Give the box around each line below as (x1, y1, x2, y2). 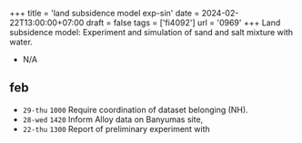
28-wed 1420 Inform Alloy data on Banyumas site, (22, 113, 204, 125)
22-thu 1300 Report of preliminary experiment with (22, 123, 211, 134)
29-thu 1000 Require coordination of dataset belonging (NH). (22, 104, 248, 115)
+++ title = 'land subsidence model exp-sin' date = (9, 8, 200, 18)
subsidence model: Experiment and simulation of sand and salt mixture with (9, 27, 294, 37)
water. (9, 36, 34, 47)
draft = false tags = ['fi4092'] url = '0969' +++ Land (86, 17, 281, 28)
